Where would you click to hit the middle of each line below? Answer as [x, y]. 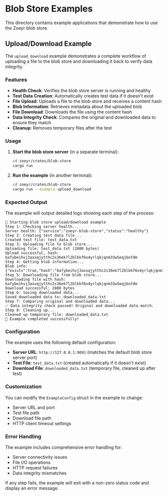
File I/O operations [31, 462]
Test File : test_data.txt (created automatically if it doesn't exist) [79, 363]
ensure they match [32, 123]
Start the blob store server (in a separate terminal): [65, 152]
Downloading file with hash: [35, 279]
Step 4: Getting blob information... [44, 262]
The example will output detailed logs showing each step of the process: [80, 213]
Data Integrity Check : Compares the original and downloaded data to [84, 117]
